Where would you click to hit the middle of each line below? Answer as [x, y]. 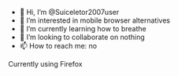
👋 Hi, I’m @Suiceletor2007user [69, 12]
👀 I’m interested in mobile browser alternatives [95, 20]
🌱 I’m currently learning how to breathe [83, 29]
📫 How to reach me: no [58, 46]
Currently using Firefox [45, 64]
